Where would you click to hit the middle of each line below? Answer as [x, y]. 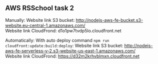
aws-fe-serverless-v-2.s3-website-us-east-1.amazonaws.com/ [70, 51]
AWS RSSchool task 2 [39, 8]
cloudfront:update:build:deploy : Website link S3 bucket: [64, 45]
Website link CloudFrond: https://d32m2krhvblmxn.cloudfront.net [72, 56]
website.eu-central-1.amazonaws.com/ [45, 25]
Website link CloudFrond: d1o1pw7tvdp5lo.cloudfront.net [63, 31]
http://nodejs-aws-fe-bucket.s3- [109, 20]
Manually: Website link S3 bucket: [40, 20]
